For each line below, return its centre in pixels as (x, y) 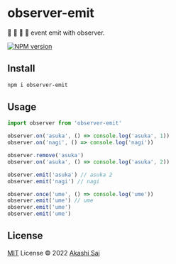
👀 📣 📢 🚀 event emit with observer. (56, 33)
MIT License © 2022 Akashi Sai (54, 253)
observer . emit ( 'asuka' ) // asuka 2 (60, 175)
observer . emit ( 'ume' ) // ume (50, 201)
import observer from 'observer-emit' (65, 123)
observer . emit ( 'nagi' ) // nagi (54, 181)
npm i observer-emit (38, 85)
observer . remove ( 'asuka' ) (45, 156)
